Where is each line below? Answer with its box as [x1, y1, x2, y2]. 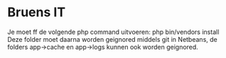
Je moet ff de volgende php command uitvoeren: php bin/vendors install [7, 28, 220, 36]
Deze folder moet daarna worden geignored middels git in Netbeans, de [7, 35, 218, 43]
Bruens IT [7, 4, 66, 21]
